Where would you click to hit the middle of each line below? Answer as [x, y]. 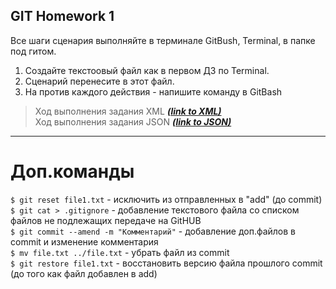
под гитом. [33, 51]
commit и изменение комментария [84, 241]
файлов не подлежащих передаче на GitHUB [106, 220]
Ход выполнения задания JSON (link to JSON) [133, 121]
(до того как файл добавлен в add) [84, 273]
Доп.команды [72, 171]
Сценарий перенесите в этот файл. [99, 81]
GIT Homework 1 [62, 16]
